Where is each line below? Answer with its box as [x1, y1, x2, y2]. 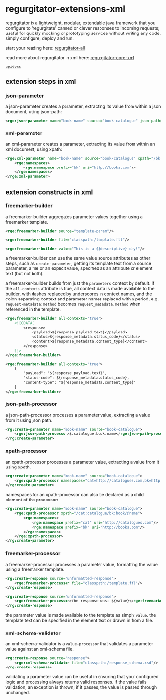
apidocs [5, 64, 22, 69]
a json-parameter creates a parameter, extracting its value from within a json [5, 103, 161, 109]
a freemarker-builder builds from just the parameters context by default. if [5, 280, 155, 286]
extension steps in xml [5, 77, 76, 86]
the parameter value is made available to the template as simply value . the [5, 612, 156, 618]
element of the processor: [5, 497, 59, 503]
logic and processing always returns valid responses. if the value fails [5, 679, 147, 685]
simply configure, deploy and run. [5, 35, 74, 41]
